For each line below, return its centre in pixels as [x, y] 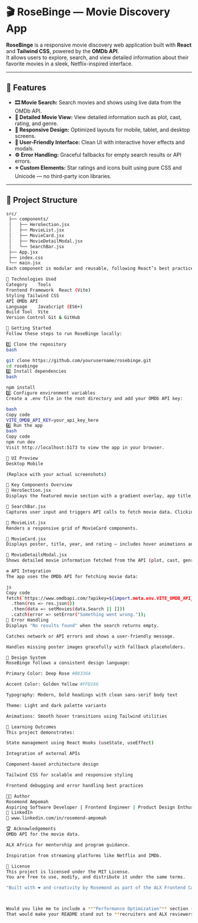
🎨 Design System [26, 658]
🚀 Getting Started [29, 329]
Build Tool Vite [27, 312]
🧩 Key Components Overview [39, 485]
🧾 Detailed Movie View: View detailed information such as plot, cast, [98, 117]
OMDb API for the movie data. [43, 835]
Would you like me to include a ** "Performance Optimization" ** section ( [100, 909]
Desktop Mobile [25, 464]
